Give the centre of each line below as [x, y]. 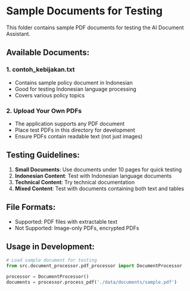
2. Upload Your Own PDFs [44, 110]
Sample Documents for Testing [84, 11]
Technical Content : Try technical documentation [75, 182]
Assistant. [18, 33]
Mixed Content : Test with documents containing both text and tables [99, 188]
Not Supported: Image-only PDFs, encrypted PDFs [77, 228]
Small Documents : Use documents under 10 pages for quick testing [98, 169]
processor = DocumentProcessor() [48, 277]
